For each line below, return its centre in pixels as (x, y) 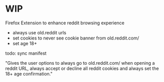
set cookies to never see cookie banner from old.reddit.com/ (76, 38)
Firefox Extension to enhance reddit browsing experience (65, 23)
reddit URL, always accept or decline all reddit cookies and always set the (82, 68)
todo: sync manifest (26, 53)
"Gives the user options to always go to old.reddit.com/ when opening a (80, 63)
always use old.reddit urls (39, 32)
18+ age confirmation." (29, 73)
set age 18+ (25, 43)
